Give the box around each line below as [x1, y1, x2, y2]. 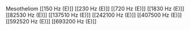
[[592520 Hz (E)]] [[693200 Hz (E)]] [5, 18, 97, 25]
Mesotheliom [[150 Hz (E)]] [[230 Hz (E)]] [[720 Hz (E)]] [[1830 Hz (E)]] [5, 5, 185, 12]
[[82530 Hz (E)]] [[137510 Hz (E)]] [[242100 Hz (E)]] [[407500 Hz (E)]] [5, 11, 182, 19]
